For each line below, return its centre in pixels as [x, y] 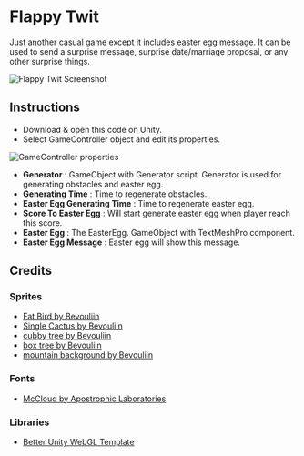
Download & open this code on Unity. [92, 129]
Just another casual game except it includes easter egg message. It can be [150, 42]
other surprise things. [50, 61]
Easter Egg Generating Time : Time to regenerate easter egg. [138, 203]
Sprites [26, 297]
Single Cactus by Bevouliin [72, 326]
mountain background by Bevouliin [87, 355]
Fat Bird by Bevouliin [61, 317]
